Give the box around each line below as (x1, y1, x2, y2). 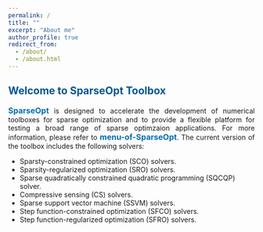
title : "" (8, 19, 41, 27)
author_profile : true (8, 33, 79, 42)
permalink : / (8, 11, 51, 20)
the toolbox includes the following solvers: (8, 141, 145, 150)
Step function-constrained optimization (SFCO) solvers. (19, 206, 200, 216)
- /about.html (15, 56, 61, 63)
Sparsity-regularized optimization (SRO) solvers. (19, 165, 176, 174)
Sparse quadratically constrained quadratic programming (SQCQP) (19, 173, 236, 183)
